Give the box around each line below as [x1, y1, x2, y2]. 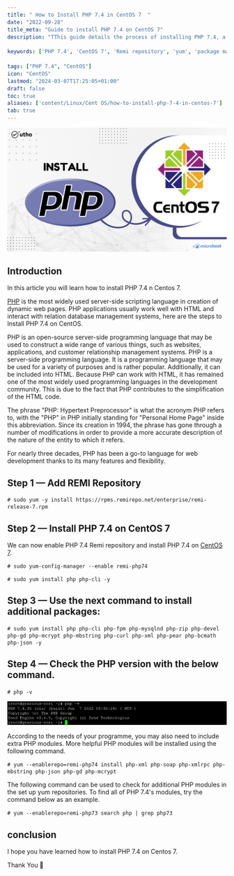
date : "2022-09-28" [7, 18, 64, 26]
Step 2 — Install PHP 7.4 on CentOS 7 [7, 522, 171, 534]
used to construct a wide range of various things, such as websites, [7, 340, 202, 349]
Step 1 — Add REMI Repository [7, 477, 141, 489]
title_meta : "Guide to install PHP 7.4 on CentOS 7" [7, 26, 164, 33]
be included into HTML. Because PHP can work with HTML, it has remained [7, 371, 224, 379]
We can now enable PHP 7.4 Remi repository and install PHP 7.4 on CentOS [7, 540, 223, 549]
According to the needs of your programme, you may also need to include [7, 732, 219, 740]
